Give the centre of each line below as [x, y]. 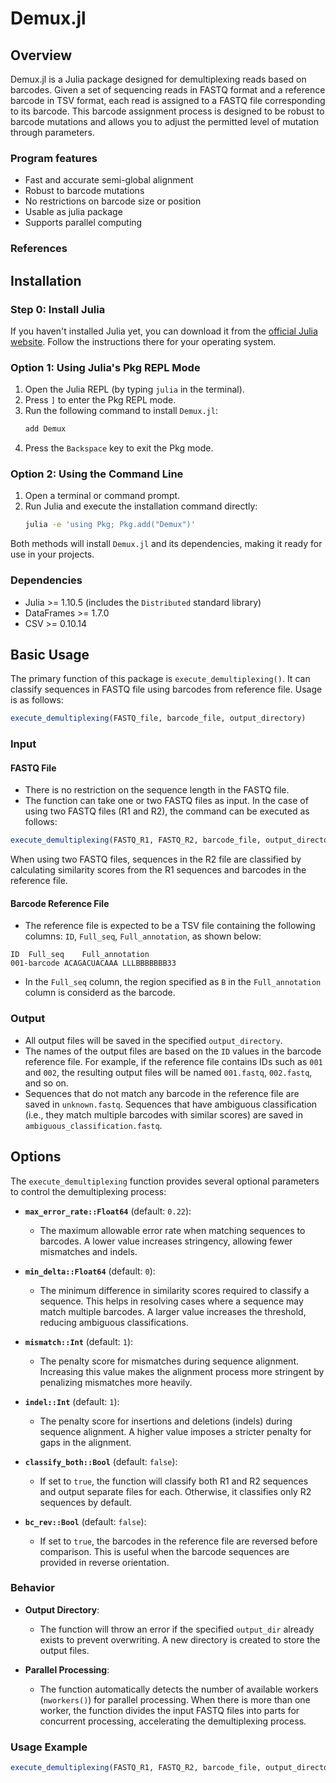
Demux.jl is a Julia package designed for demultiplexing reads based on [158, 79]
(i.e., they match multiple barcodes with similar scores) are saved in [163, 1114]
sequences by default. [86, 1502]
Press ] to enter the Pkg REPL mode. [100, 400]
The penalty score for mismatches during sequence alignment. [169, 1361]
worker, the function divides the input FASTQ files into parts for [169, 1710]
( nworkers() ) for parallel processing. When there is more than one [175, 1699]
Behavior [32, 1588]
